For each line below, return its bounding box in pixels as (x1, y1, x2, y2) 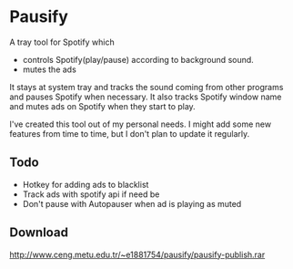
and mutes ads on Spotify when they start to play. (9, 100, 196, 111)
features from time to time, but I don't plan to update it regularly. (9, 128, 250, 139)
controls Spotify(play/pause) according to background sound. (22, 54, 255, 65)
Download (9, 225, 68, 241)
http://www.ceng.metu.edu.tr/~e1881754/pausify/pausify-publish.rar (9, 249, 266, 260)
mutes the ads (22, 64, 77, 75)
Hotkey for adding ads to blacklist (22, 179, 149, 190)
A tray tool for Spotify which (9, 36, 116, 47)
